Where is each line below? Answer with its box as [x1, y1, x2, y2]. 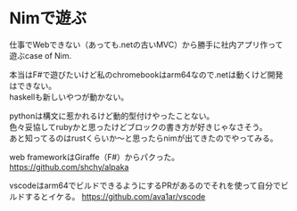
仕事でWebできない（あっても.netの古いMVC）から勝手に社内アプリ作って [9, 39, 284, 50]
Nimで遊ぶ [9, 8, 87, 28]
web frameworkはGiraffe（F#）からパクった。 [9, 151, 180, 162]
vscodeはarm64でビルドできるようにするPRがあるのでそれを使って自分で [9, 180, 281, 191]
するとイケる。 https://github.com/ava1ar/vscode [24, 191, 206, 201]
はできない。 [9, 80, 56, 91]
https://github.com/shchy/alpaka [9, 161, 129, 172]
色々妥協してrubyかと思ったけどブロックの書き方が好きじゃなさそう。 [9, 121, 268, 132]
